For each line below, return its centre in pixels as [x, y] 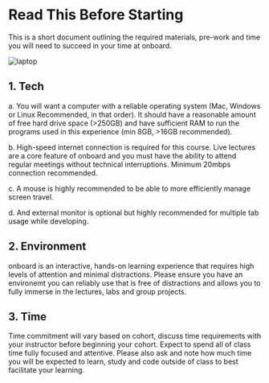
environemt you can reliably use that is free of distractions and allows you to [134, 282]
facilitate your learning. [47, 370]
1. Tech [26, 86]
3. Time [27, 317]
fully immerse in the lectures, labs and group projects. [98, 291]
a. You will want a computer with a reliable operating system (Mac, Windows [134, 105]
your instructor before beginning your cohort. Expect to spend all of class [130, 344]
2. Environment [47, 247]
